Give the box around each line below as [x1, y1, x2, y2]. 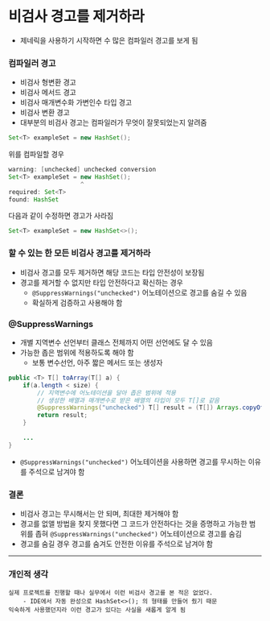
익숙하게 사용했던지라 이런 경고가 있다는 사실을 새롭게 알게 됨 [8, 606, 186, 615]
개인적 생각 [8, 569, 49, 580]
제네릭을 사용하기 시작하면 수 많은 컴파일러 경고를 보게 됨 [19, 35, 198, 45]
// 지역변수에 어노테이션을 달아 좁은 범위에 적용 [37, 388, 177, 397]
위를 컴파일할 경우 [8, 150, 64, 159]
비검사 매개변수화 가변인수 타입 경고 [19, 97, 133, 107]
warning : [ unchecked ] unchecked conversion [8, 166, 157, 174]
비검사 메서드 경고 [19, 88, 76, 97]
